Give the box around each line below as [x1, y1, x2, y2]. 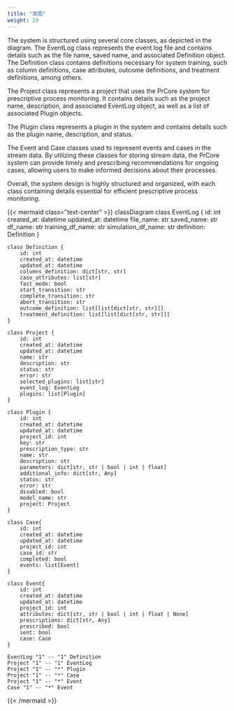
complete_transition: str [20, 292, 96, 299]
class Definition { [7, 243, 64, 250]
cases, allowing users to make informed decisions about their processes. [7, 166, 218, 174]
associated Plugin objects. [7, 109, 83, 117]
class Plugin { [7, 408, 52, 416]
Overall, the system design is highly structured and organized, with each [7, 179, 216, 187]
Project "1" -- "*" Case [7, 672, 80, 679]
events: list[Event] [20, 561, 80, 568]
